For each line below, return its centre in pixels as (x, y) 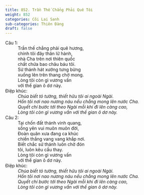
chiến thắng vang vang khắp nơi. (51, 139)
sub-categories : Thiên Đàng (35, 24)
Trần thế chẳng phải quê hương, (51, 48)
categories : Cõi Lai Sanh (32, 19)
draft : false (19, 29)
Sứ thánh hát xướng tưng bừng (49, 70)
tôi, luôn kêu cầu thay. (41, 150)
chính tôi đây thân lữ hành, (45, 54)
